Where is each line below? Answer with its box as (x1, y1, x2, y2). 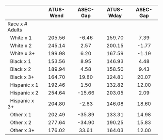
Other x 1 (10, 111, 32, 118)
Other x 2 (10, 119, 32, 125)
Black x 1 (10, 58, 32, 64)
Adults (7, 27, 22, 33)
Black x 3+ (10, 74, 34, 80)
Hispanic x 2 (10, 90, 39, 96)
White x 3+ (10, 50, 35, 57)
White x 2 (10, 42, 32, 49)
